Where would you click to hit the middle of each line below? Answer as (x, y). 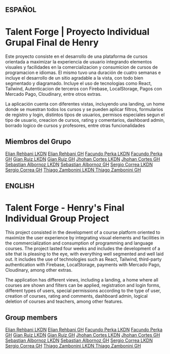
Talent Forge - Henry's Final (65, 208)
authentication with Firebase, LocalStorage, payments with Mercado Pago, (83, 265)
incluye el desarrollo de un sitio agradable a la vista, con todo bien (74, 78)
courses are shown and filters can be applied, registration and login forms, (83, 286)
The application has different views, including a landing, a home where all (82, 280)
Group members (31, 317)
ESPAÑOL (21, 10)
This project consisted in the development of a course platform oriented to (83, 232)
